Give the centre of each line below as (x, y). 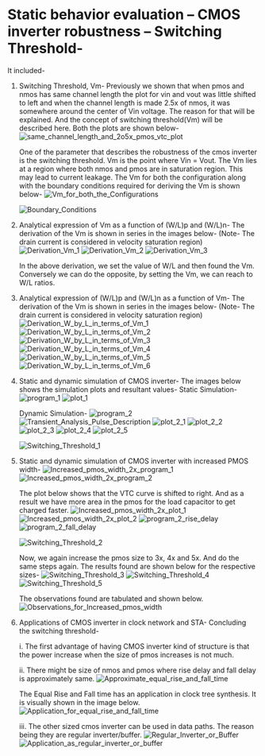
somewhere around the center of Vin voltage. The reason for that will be (137, 111)
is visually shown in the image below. (79, 702)
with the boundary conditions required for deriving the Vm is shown (129, 185)
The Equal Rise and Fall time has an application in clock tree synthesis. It (138, 694)
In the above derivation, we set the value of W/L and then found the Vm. (136, 266)
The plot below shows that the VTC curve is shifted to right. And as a (131, 493)
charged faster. (44, 510)
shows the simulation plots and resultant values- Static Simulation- (128, 389)
